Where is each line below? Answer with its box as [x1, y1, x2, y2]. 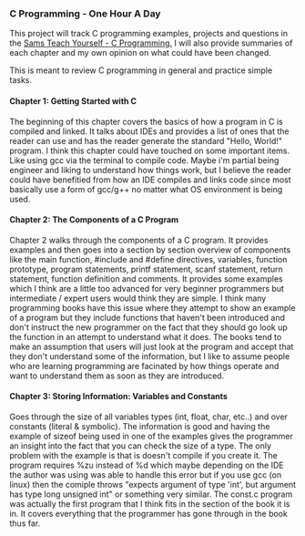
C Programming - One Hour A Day [9, 7, 161, 20]
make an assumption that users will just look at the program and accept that [9, 341, 294, 352]
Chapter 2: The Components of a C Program [9, 214, 179, 225]
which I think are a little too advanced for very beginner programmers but [9, 283, 285, 294]
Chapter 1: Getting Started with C [9, 95, 137, 107]
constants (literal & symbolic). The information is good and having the [9, 420, 270, 431]
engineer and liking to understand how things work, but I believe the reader [9, 164, 291, 175]
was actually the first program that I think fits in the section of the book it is [9, 498, 290, 509]
